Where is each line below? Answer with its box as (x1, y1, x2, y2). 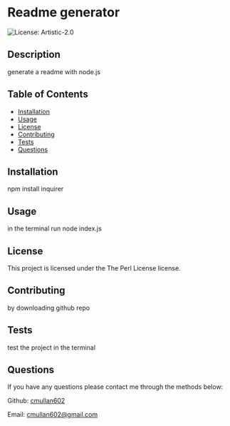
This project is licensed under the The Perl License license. (7, 264, 181, 272)
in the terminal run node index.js (7, 224, 102, 233)
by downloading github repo (7, 303, 90, 312)
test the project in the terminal (7, 343, 96, 352)
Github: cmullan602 (7, 397, 66, 405)
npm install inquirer (7, 185, 64, 193)
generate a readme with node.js (7, 67, 101, 76)
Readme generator (7, 4, 120, 21)
